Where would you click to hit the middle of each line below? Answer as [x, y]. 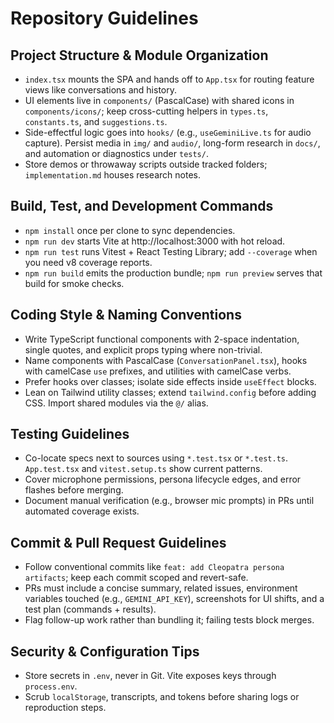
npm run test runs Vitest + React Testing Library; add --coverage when [171, 251]
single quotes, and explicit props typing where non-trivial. [143, 349]
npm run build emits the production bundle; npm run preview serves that [173, 273]
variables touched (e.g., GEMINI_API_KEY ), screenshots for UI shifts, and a [174, 599]
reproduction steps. [65, 708]
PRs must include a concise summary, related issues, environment [161, 588]
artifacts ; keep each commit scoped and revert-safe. [136, 578]
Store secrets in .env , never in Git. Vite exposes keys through [150, 676]
